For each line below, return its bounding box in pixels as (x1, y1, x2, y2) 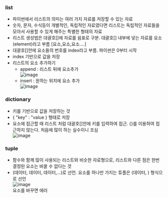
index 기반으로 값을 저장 (12, 54, 60, 60)
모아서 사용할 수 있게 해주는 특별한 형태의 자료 (12, 29, 102, 35)
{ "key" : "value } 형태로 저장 (12, 114, 70, 120)
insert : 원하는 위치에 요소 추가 (20, 78, 80, 84)
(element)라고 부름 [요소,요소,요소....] (12, 41, 87, 47)
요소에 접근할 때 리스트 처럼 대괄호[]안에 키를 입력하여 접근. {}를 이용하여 (12, 120, 154, 126)
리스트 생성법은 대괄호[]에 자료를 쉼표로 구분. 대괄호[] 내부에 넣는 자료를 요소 (12, 35, 162, 41)
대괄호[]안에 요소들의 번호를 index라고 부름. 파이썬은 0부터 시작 (12, 47, 137, 54)
